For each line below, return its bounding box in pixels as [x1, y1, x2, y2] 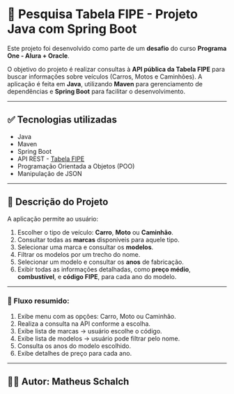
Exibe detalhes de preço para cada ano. [17, 349, 132, 357]
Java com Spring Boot [7, 21, 137, 37]
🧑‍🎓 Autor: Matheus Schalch [7, 376, 130, 388]
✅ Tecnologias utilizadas [7, 114, 117, 126]
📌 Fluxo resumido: [7, 296, 70, 306]
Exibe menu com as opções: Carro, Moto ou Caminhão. [17, 312, 176, 320]
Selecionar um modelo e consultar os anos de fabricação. [17, 258, 185, 266]
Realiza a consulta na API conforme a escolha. [17, 320, 151, 328]
